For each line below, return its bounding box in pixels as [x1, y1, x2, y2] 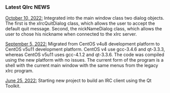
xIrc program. [5, 68, 34, 74]
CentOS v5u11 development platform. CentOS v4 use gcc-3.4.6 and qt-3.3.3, [5, 46, 165, 53]
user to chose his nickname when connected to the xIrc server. [5, 31, 137, 37]
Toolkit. [5, 83, 21, 89]
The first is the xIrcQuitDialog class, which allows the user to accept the [5, 20, 155, 26]
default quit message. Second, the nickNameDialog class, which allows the [5, 26, 162, 32]
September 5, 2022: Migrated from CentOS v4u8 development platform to [5, 41, 160, 47]
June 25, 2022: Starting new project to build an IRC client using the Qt [5, 77, 152, 84]
